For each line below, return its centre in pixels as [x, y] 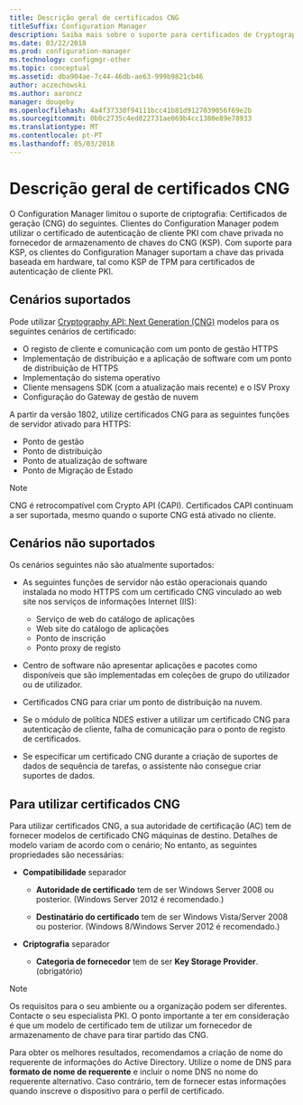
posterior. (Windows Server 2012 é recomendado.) [130, 900]
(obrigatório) [59, 971]
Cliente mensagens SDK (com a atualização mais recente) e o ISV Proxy [156, 387]
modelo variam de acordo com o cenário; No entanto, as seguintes [133, 845]
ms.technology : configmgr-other [70, 60]
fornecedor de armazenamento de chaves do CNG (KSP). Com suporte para [151, 242]
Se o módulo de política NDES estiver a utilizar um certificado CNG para [156, 720]
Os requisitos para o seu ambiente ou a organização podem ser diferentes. [148, 1006]
